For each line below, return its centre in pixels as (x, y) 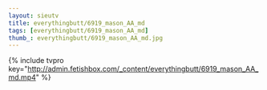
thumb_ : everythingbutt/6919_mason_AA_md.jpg (85, 38)
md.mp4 (22, 77)
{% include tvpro (36, 61)
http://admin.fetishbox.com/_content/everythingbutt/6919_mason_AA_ (143, 69)
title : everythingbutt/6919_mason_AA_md (77, 23)
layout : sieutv (34, 16)
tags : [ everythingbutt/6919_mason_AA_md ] (79, 30)
